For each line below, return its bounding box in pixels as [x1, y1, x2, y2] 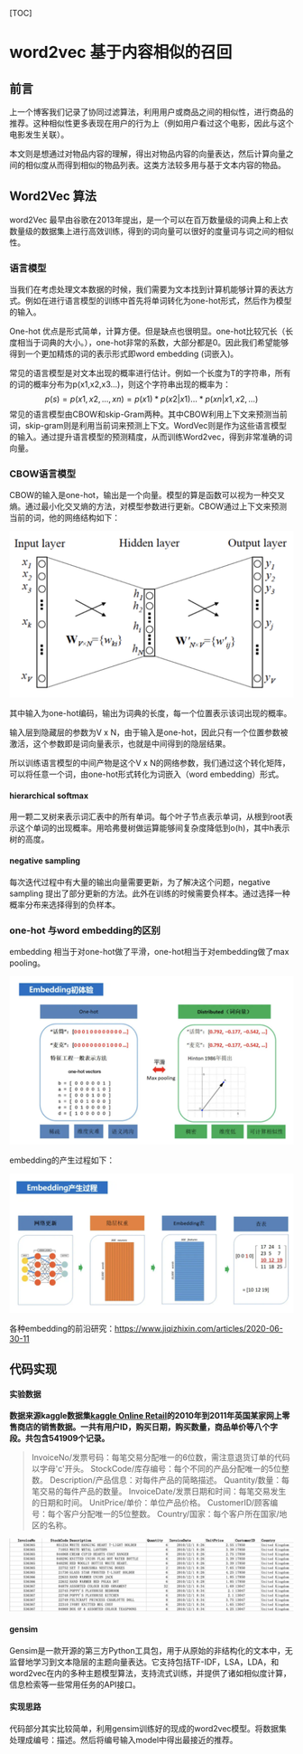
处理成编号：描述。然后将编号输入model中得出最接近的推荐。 [9, 1734, 238, 1745]
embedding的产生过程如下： [9, 1155, 115, 1165]
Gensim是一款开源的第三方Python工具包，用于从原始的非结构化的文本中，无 [9, 1645, 293, 1655]
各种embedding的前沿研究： [9, 1323, 115, 1334]
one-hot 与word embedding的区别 [9, 924, 161, 937]
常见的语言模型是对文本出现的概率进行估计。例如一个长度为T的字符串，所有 [9, 368, 291, 379]
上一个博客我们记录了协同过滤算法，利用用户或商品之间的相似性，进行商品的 [9, 107, 294, 117]
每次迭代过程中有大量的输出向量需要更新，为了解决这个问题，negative [9, 876, 271, 887]
